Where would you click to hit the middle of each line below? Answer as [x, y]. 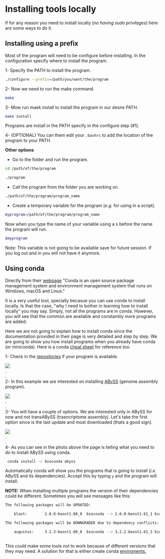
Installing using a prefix [42, 44]
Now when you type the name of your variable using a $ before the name [79, 224]
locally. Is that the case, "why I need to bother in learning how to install [77, 306]
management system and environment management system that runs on [79, 285]
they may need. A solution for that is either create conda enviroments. [76, 551]
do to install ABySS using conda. [38, 452]
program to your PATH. [28, 140]
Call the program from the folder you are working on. [66, 187]
